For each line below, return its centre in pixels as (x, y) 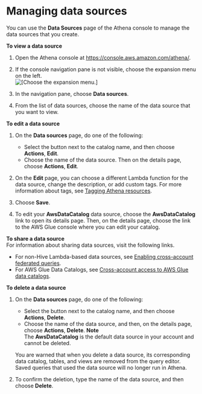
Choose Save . (33, 202)
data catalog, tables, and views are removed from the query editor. (98, 361)
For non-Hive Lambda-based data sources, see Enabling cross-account (104, 256)
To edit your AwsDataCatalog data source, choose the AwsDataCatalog (105, 214)
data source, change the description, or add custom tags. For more (98, 184)
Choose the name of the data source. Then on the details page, (103, 160)
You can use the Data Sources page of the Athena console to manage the (98, 28)
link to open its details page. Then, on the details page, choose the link (103, 220)
